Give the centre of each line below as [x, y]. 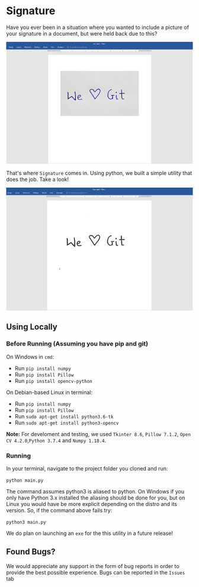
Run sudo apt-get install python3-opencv [67, 422]
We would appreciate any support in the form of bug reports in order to [93, 566]
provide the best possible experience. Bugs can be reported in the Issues [96, 572]
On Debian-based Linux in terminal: [49, 392]
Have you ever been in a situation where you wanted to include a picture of [98, 27]
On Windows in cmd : [30, 357]
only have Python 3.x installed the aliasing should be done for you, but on [96, 498]
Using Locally [32, 327]
